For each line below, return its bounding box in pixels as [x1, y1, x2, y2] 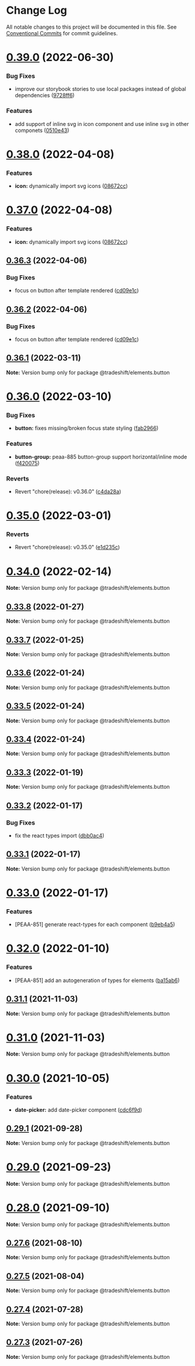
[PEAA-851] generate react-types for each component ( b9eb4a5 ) [14, 921, 175, 928]
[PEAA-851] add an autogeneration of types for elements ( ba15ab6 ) [14, 977, 180, 984]
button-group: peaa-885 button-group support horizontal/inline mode [14, 453, 187, 460]
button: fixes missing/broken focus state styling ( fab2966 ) [14, 424, 159, 432]
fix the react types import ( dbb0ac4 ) [14, 832, 105, 839]
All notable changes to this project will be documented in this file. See [6, 23, 177, 30]
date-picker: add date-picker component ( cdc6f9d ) [14, 1106, 143, 1113]
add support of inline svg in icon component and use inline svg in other [14, 120, 189, 127]
